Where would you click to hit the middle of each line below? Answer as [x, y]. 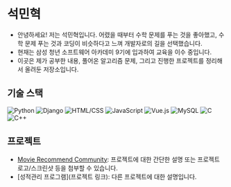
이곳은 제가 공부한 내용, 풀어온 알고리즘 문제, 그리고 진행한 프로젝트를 [111, 60]
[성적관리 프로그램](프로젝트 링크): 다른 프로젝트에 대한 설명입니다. [107, 177]
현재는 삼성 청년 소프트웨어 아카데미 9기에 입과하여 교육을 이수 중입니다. [114, 52]
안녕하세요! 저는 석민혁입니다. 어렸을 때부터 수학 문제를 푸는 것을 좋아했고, [117, 35]
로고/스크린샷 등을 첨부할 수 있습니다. [67, 168]
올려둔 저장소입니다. [52, 69]
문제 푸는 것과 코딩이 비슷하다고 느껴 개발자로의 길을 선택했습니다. [113, 43]
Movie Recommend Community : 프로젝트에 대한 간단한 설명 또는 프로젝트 [119, 159]
